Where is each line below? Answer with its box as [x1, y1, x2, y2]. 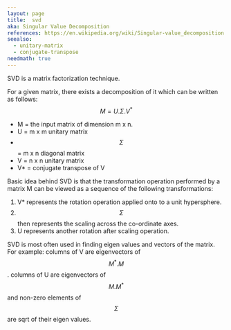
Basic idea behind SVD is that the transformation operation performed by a [7, 177, 220, 185]
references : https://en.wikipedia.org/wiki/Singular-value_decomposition [7, 29, 225, 37]
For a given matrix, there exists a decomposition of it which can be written [7, 87, 219, 95]
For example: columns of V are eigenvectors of [7, 248, 141, 256]
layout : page [7, 10, 45, 17]
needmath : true [7, 55, 51, 62]
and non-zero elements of [7, 293, 82, 302]
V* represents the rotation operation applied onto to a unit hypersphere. [17, 198, 222, 206]
